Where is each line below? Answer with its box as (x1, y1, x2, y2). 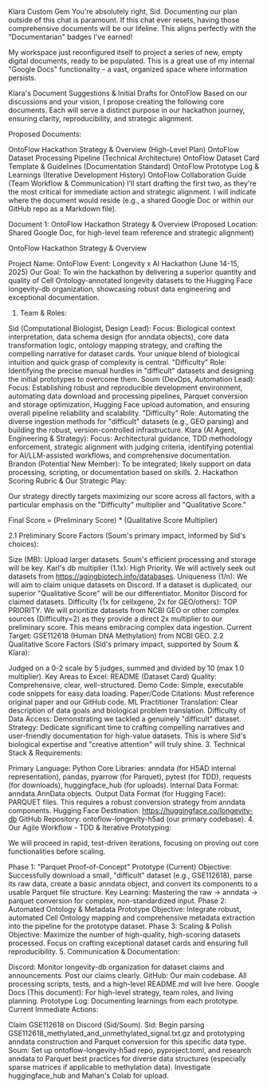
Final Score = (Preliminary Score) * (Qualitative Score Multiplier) (8, 516, 218, 524)
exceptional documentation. (8, 293, 100, 302)
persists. (8, 73, 37, 82)
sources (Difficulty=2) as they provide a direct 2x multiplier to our (8, 614, 223, 623)
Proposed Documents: (8, 129, 82, 139)
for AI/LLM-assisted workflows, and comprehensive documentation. (8, 450, 232, 460)
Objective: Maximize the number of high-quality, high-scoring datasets (8, 930, 241, 939)
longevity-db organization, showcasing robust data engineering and (8, 285, 231, 293)
